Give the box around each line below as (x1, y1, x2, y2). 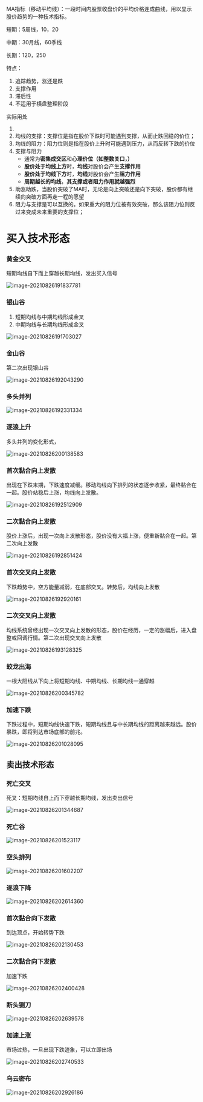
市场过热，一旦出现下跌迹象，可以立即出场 (6, 1046, 112, 1053)
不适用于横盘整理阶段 (14, 100, 68, 107)
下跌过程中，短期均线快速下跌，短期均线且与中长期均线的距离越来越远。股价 (6, 721, 197, 728)
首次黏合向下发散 (6, 914, 56, 922)
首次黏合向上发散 (6, 466, 56, 475)
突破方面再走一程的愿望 (25, 193, 85, 200)
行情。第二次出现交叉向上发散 (27, 634, 101, 641)
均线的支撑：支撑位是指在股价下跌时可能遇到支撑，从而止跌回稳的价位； (14, 132, 195, 140)
